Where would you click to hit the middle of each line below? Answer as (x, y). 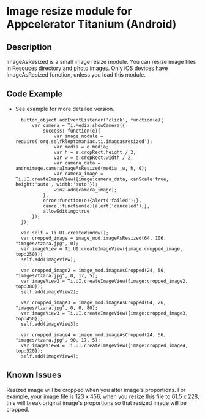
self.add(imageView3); (50, 324)
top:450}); (29, 318)
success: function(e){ (72, 131)
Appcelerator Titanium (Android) (91, 24)
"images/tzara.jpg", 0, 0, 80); (56, 308)
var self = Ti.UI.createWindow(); (65, 233)
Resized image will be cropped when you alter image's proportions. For (96, 390)
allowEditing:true (66, 211)
